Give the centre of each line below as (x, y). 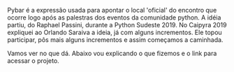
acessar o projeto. (33, 61)
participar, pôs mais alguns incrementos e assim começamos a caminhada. (115, 40)
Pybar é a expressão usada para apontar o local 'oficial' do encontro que (112, 10)
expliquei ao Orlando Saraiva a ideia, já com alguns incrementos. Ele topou (115, 32)
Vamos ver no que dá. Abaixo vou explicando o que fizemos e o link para (112, 53)
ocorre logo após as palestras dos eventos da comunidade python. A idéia (114, 17)
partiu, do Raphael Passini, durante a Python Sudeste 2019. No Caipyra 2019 (117, 25)
